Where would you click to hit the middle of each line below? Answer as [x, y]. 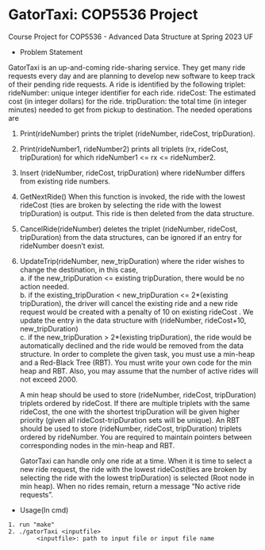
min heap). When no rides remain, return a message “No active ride [130, 486]
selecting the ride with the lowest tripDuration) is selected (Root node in [137, 478]
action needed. [44, 286]
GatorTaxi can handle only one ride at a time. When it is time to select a [136, 461]
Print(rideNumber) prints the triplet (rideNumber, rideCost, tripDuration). [137, 134]
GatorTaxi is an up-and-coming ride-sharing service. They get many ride [127, 67]
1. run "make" [32, 525]
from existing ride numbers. [65, 181]
